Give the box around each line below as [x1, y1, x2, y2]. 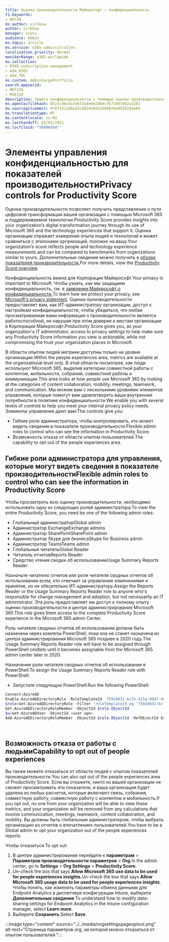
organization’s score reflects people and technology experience [5, 243, 137, 250]
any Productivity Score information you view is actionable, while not [5, 334, 146, 340]
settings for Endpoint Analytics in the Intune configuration [29, 901, 149, 907]
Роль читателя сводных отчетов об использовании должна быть [5, 625, 144, 631]
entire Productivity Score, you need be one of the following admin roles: [5, 510, 154, 516]
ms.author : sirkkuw [5, 21, 46, 27]
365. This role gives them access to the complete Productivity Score [5, 610, 146, 616]
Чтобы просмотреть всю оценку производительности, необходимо [5, 499, 151, 505]
